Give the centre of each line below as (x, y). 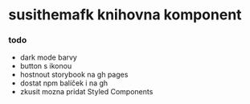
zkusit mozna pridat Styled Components (86, 92)
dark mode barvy (49, 57)
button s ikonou (46, 66)
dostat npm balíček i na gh (64, 83)
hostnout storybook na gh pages (74, 75)
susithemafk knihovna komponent (125, 15)
